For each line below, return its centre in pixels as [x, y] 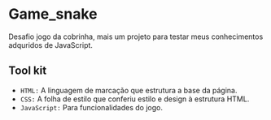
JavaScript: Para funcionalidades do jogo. [91, 107]
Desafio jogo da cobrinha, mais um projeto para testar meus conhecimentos [136, 36]
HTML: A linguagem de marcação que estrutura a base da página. [129, 90]
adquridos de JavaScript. [51, 45]
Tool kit [28, 71]
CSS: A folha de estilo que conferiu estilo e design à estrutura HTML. [135, 99]
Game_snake [53, 14]
